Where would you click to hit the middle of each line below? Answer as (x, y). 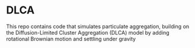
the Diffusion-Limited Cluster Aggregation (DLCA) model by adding (88, 32)
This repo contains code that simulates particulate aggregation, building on (98, 26)
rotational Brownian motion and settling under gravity (71, 39)
